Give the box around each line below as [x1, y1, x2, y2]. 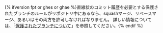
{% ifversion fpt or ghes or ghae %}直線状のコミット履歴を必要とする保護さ [4, 4, 159, 10]
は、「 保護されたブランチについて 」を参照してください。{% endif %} [4, 23, 143, 29]
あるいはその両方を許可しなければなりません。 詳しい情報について [17, 17, 152, 22]
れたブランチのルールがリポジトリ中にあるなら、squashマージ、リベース [4, 10, 152, 16]
